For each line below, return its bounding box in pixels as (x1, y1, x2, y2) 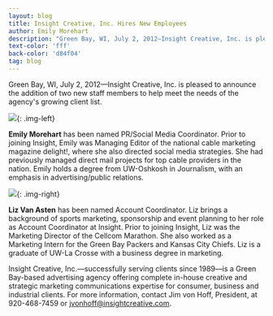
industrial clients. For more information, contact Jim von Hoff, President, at (8, 289, 258, 299)
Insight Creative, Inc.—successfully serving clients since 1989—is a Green (8, 263, 257, 273)
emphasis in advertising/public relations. (8, 172, 144, 182)
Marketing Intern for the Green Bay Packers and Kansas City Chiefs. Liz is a (8, 239, 262, 249)
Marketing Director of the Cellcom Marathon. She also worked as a (8, 231, 232, 240)
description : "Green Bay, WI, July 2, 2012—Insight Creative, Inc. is (8, 34, 253, 43)
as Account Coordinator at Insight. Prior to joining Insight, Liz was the (8, 222, 240, 232)
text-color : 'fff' (8, 42, 71, 50)
